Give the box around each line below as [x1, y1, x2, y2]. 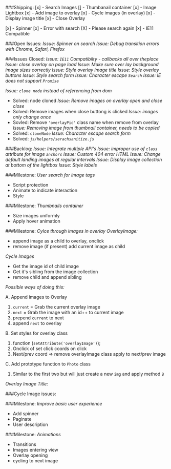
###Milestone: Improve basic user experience [5, 401, 102, 406]
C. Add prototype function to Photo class [5, 361, 91, 367]
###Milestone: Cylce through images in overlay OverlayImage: [5, 228, 138, 234]
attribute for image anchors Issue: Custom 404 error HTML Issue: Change [5, 151, 161, 157]
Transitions [12, 441, 37, 447]
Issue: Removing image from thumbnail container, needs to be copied [12, 125, 160, 131]
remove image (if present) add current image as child [12, 243, 125, 249]
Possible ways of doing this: [5, 284, 65, 290]
